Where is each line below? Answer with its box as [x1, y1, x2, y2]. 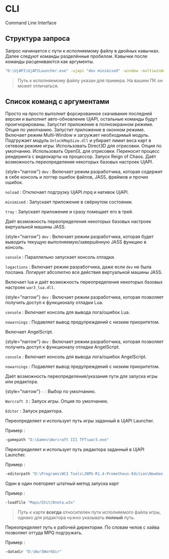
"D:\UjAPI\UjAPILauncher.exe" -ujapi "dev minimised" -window [5, 68, 138, 73]
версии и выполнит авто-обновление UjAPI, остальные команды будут [5, 116, 157, 122]
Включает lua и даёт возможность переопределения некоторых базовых [5, 279, 163, 285]
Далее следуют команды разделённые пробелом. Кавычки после [5, 53, 147, 59]
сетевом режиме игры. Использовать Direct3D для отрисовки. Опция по [5, 143, 162, 149]
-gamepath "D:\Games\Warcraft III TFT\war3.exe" [5, 437, 109, 442]
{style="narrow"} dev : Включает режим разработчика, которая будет [5, 234, 154, 240]
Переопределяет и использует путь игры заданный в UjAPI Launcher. [5, 418, 154, 424]
